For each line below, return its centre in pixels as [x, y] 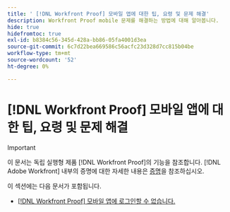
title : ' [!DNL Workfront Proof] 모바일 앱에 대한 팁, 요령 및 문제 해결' [108, 14]
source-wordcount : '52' [42, 60]
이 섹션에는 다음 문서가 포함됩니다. [54, 186]
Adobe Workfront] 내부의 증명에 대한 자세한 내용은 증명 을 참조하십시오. [106, 171]
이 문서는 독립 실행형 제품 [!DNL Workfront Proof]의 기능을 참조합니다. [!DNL [114, 162]
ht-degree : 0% [28, 66]
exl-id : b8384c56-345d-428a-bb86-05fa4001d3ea [77, 40]
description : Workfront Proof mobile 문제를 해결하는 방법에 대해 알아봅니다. [113, 20]
